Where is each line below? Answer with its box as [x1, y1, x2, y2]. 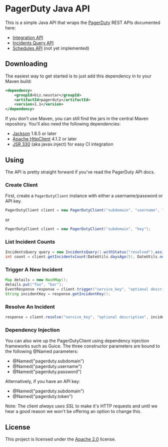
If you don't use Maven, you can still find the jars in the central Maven [5, 115, 149, 121]
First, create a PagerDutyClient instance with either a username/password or [5, 193, 163, 199]
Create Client [5, 181, 38, 188]
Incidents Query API [12, 39, 54, 45]
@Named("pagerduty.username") [12, 363, 82, 369]
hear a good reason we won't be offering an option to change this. [5, 408, 141, 414]
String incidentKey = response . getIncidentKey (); [5, 291, 111, 296]
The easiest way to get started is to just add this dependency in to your [5, 73, 151, 79]
